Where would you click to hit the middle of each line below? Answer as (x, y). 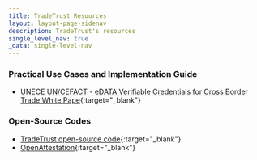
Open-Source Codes (50, 121)
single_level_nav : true (49, 38)
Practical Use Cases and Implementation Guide (103, 74)
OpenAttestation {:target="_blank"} (78, 147)
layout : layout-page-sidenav (58, 23)
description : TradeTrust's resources (72, 31)
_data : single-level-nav (50, 46)
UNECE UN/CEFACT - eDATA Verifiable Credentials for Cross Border (134, 92)
